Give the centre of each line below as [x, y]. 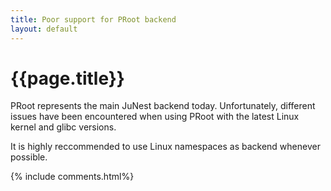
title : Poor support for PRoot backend [93, 19]
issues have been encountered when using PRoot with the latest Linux [155, 117]
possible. [29, 157]
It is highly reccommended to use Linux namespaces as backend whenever [165, 147]
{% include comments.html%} [72, 177]
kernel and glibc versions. [63, 127]
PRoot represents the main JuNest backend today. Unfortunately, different [163, 106]
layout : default [44, 29]
